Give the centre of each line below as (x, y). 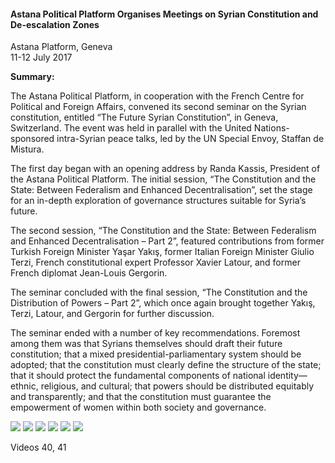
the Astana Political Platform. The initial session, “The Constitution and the (163, 179)
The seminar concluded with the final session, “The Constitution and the (159, 292)
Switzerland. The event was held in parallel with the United (131, 128)
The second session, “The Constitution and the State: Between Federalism (163, 231)
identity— (287, 376)
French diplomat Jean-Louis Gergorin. (89, 273)
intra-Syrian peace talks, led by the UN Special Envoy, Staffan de (190, 139)
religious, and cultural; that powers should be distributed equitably (177, 386)
